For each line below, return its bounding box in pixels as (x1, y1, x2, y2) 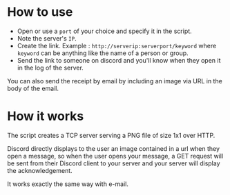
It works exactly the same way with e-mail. (7, 180, 129, 188)
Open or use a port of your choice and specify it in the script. (17, 27, 192, 35)
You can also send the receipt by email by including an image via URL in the (7, 76, 222, 85)
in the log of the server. (17, 63, 84, 72)
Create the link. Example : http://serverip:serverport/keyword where (17, 41, 217, 50)
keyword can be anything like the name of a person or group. (17, 49, 189, 57)
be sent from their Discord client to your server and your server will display (7, 159, 220, 167)
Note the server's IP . (17, 34, 77, 42)
